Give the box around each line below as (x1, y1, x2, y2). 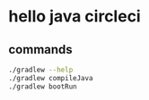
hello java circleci (8, 6, 141, 27)
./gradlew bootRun (8, 82, 77, 91)
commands (8, 42, 73, 57)
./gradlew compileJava (8, 73, 93, 82)
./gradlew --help (8, 65, 74, 74)
